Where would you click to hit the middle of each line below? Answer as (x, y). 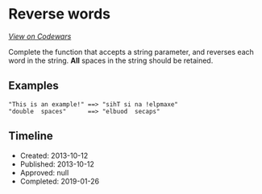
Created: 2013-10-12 (54, 155)
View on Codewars (40, 36)
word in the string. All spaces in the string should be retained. (111, 60)
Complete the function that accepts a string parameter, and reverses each (131, 52)
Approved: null (44, 172)
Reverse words (60, 14)
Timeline (31, 136)
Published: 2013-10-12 (57, 164)
